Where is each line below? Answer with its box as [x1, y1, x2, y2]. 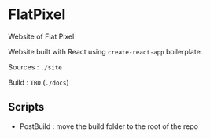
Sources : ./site [8, 62, 63, 72]
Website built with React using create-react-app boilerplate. [8, 47, 203, 56]
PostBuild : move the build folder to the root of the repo [19, 121, 199, 131]
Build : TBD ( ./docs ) [8, 77, 69, 87]
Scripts [8, 100, 45, 114]
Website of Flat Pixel [8, 32, 75, 41]
